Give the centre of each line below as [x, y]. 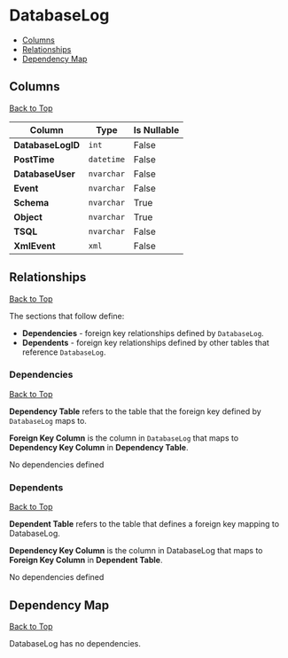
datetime [107, 159]
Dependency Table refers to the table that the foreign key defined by [135, 411]
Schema [31, 202]
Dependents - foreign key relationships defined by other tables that [146, 342]
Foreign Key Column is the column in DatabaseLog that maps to [124, 438]
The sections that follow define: [67, 316]
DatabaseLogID [47, 145]
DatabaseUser [44, 174]
